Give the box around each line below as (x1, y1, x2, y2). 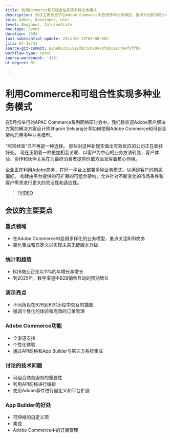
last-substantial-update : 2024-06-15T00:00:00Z (5, 36, 109, 42)
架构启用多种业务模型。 (5, 132, 55, 138)
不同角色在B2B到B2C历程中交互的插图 (12, 302, 94, 308)
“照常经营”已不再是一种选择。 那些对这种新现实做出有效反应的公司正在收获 (5, 143, 163, 149)
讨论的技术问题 (5, 362, 42, 369)
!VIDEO (17, 190, 33, 196)
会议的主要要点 (5, 206, 53, 215)
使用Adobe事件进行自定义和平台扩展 (12, 388, 90, 394)
